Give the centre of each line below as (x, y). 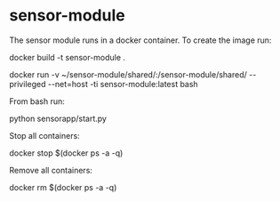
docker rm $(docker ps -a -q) (63, 187)
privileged (28, 84)
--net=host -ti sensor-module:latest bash (123, 84)
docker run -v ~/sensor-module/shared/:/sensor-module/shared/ (128, 74)
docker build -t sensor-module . (68, 57)
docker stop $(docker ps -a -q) (66, 153)
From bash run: (37, 101)
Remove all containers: (51, 170)
